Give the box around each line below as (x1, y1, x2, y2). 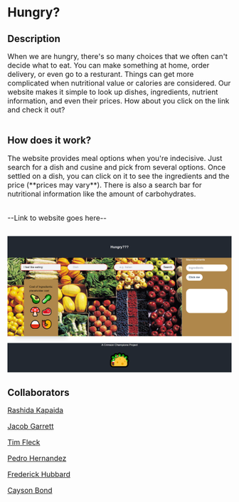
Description (7, 33, 60, 45)
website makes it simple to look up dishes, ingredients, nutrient (7, 87, 218, 97)
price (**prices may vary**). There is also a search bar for (7, 179, 203, 189)
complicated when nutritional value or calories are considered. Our (7, 78, 231, 88)
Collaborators (7, 386, 70, 399)
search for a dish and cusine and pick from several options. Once (7, 162, 226, 172)
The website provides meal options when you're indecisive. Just (7, 153, 223, 163)
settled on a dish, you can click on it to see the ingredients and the (7, 171, 230, 181)
